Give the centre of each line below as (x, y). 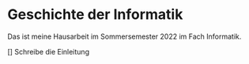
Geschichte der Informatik (95, 15)
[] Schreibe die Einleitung (49, 51)
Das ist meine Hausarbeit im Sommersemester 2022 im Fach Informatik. (124, 36)
